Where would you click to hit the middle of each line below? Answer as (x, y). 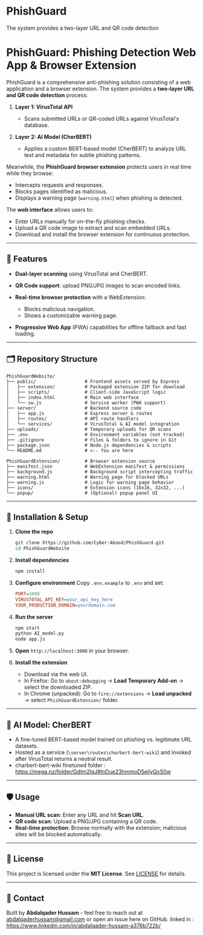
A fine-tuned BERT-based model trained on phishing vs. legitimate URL (103, 739)
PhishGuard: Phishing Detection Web (101, 52)
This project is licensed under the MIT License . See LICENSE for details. (96, 873)
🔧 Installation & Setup (47, 517)
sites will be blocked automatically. (58, 834)
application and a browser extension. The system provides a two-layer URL (100, 89)
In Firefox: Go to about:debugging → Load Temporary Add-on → (104, 681)
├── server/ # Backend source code (74, 408)
